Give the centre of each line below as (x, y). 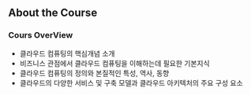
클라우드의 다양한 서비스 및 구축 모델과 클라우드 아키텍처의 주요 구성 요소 (131, 82)
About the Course (53, 13)
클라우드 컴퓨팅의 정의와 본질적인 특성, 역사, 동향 (94, 73)
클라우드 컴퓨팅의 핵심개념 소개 (67, 53)
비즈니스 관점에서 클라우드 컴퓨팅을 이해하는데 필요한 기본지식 (115, 63)
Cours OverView (41, 35)
